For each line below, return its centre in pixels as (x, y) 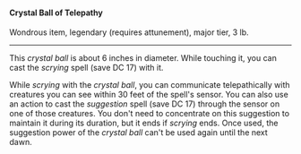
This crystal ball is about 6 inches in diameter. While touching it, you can (143, 58)
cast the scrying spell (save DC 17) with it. (86, 68)
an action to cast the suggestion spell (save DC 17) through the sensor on (145, 104)
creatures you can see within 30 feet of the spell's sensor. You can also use (149, 95)
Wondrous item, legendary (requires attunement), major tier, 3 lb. (129, 32)
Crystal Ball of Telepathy (56, 13)
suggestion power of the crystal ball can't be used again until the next (139, 133)
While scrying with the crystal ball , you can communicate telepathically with (150, 85)
